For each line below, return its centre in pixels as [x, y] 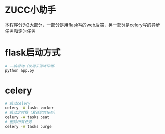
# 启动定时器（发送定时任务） [31, 113]
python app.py [20, 70]
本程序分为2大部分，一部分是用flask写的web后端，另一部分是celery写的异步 [83, 25]
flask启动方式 [33, 53]
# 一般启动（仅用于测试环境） [31, 66]
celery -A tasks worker [30, 108]
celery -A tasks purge [28, 126]
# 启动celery [18, 103]
